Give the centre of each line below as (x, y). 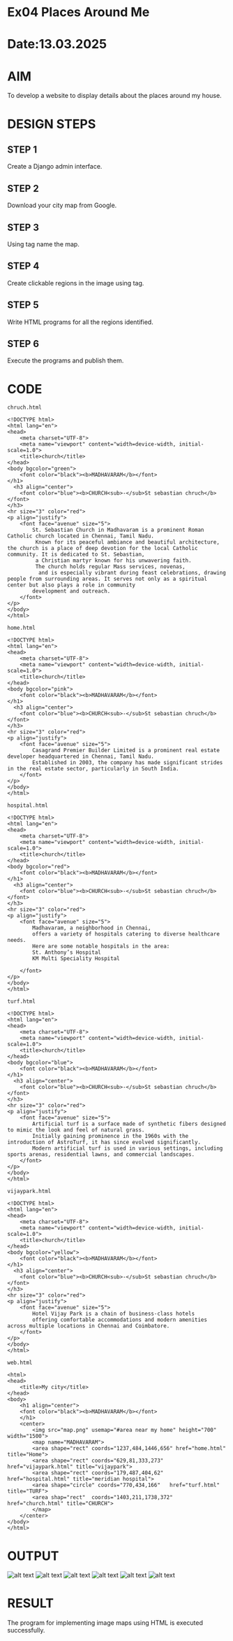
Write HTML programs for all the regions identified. (80, 322)
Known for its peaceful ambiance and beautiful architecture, (127, 542)
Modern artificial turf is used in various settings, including (128, 1148)
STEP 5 (23, 305)
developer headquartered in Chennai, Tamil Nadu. (81, 756)
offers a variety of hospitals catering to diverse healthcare (126, 934)
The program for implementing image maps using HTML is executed (105, 1623)
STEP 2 (23, 189)
